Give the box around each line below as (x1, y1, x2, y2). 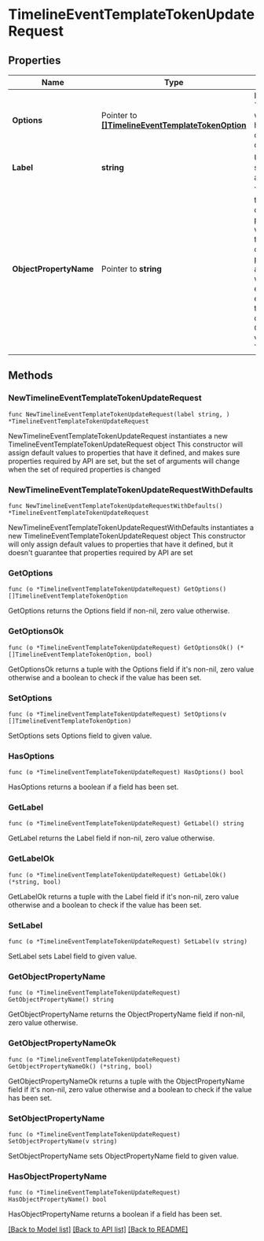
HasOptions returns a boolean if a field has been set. (8, 782, 179, 792)
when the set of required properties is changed (8, 465, 161, 474)
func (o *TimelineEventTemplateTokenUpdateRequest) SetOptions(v (8, 710, 226, 718)
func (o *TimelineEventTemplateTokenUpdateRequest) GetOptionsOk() (8, 643, 234, 651)
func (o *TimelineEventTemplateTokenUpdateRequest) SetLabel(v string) (8, 938, 247, 946)
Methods (8, 369, 53, 383)
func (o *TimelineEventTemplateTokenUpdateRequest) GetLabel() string (8, 820, 244, 828)
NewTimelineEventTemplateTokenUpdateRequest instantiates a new (8, 431, 228, 440)
